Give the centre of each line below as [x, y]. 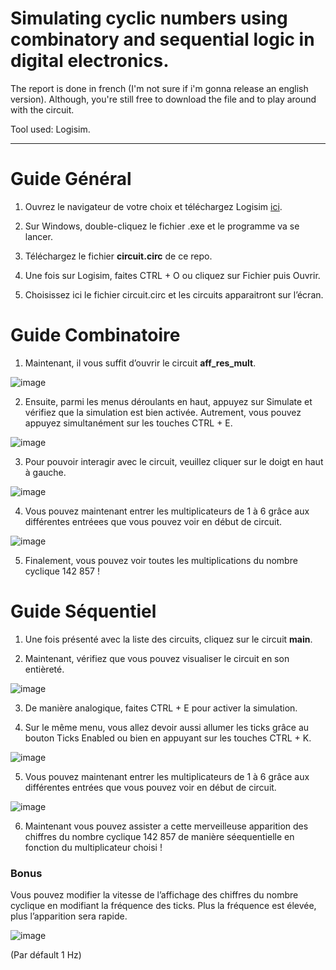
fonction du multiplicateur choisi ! [93, 847]
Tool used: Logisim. [50, 129]
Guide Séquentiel [83, 611]
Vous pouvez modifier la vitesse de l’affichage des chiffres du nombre [154, 895]
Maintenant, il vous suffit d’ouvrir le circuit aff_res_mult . [140, 363]
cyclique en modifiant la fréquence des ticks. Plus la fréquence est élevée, [163, 906]
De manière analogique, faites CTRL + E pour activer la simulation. [161, 708]
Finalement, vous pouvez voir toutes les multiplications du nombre [161, 560]
